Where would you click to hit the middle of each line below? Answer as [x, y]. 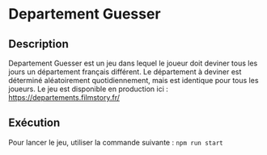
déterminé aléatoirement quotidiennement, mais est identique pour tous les [133, 80]
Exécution [34, 123]
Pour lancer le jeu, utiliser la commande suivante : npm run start [116, 142]
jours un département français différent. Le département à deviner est [125, 72]
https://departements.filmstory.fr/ [64, 97]
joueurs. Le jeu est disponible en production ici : [88, 89]
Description [38, 44]
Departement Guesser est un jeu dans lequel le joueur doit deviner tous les [133, 63]
